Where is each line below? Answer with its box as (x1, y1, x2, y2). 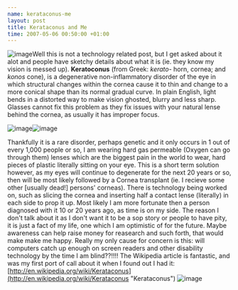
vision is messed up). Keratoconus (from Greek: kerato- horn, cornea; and (7, 65, 226, 73)
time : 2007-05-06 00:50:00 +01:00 (7, 30, 110, 38)
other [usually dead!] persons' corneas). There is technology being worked (7, 183, 227, 192)
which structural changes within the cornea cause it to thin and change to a (7, 80, 229, 89)
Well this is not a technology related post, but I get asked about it (32, 50, 222, 58)
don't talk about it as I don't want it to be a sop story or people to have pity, (7, 214, 227, 222)
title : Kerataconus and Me (7, 24, 87, 31)
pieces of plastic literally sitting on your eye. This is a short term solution (7, 161, 220, 170)
